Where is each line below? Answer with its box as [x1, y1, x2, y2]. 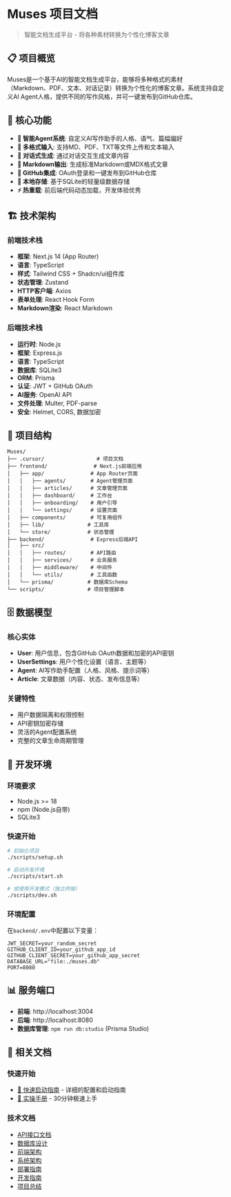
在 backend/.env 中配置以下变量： [7, 926, 99, 934]
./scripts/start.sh [7, 872, 63, 879]
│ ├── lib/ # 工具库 [7, 522, 110, 529]
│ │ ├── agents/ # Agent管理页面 [7, 478, 133, 484]
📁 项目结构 [7, 429, 52, 441]
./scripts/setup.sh [7, 854, 63, 861]
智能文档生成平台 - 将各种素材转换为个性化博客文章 [23, 30, 170, 39]
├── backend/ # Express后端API [7, 536, 138, 543]
